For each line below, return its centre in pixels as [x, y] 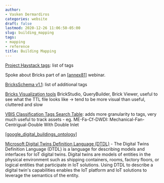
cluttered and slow [24, 104]
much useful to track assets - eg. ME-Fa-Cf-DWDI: [57, 119]
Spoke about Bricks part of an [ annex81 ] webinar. [55, 75]
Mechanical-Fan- [127, 119]
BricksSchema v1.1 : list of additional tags [46, 84]
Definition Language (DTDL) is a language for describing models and [75, 149]
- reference [17, 46]
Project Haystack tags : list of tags [40, 65]
